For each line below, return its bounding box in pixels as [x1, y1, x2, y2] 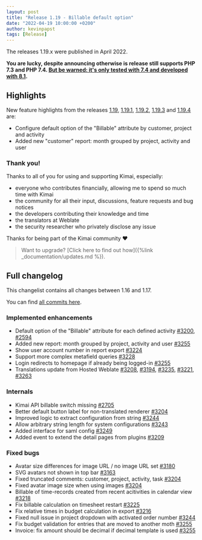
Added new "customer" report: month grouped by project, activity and [15, 137, 191, 144]
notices [15, 204, 34, 211]
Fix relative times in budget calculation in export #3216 [15, 507, 152, 515]
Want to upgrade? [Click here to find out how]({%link [21, 247, 153, 254]
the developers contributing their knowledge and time [15, 210, 149, 218]
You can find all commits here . [6, 298, 82, 306]
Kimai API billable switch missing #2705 [15, 401, 114, 408]
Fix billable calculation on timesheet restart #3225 [15, 501, 140, 508]
